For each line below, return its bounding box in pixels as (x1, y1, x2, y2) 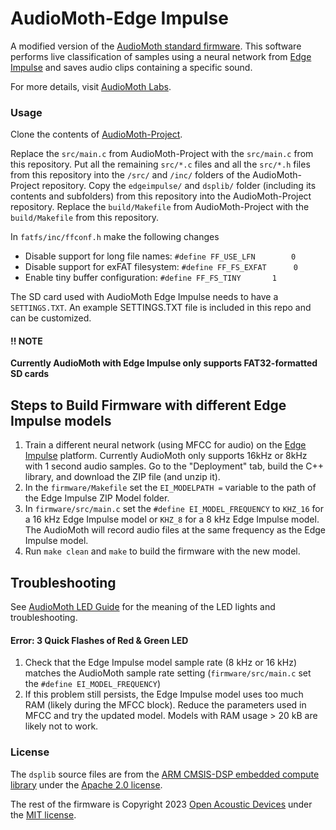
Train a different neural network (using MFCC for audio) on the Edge (24, 439, 307, 451)
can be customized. (10, 312, 92, 324)
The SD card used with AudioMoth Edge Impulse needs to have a (10, 291, 279, 303)
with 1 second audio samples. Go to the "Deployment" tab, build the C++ (24, 460, 325, 472)
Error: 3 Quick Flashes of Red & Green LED (10, 634, 189, 646)
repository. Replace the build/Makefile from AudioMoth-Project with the (10, 201, 310, 213)
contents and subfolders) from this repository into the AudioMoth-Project (10, 190, 312, 202)
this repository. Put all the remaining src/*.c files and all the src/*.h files (10, 158, 311, 171)
